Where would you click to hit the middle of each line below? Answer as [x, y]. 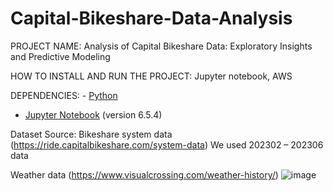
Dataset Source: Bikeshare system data [91, 134]
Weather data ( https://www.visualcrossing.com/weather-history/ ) [144, 174]
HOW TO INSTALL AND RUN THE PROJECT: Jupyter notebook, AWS [151, 76]
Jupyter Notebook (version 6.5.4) [93, 114]
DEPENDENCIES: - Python [64, 95]
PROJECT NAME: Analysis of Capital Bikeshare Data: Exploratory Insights [161, 46]
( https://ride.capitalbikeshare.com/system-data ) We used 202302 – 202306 [167, 144]
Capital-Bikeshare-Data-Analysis [151, 18]
